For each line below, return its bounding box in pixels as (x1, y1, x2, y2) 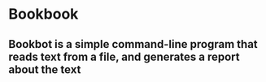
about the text (8, 63, 81, 76)
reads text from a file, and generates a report (8, 50, 240, 63)
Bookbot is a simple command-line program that (8, 37, 258, 51)
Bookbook (8, 5, 79, 24)
